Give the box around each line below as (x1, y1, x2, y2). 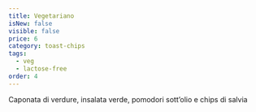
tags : (8, 50, 27, 58)
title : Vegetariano (8, 11, 75, 20)
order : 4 (8, 72, 38, 80)
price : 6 (8, 34, 38, 43)
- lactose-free (15, 65, 67, 73)
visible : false (8, 27, 60, 35)
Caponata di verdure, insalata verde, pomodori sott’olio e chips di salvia (8, 94, 248, 104)
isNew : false (8, 19, 53, 28)
